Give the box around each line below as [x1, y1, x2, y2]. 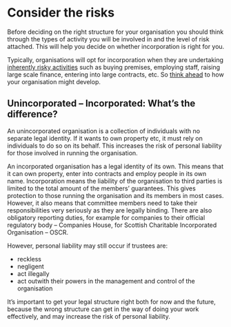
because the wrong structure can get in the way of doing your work [7, 305, 199, 313]
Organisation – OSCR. [7, 228, 69, 236]
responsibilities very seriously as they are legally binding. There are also [7, 206, 212, 215]
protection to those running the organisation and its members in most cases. [7, 191, 224, 199]
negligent [17, 262, 45, 270]
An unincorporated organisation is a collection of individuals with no [7, 126, 201, 135]
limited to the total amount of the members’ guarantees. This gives [7, 184, 197, 192]
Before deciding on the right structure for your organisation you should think [7, 28, 224, 36]
